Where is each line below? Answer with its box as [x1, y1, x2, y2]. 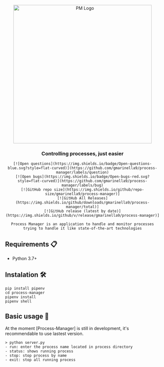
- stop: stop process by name [5, 353, 67, 358]
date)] [108, 209, 121, 214]
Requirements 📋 [5, 240, 57, 248]
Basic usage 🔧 [5, 312, 49, 321]
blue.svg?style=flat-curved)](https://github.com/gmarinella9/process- [7, 166, 158, 171]
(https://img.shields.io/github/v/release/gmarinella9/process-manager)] [5, 213, 160, 218]
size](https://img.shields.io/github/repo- [54, 187, 144, 192]
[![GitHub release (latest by [44, 209, 106, 214]
